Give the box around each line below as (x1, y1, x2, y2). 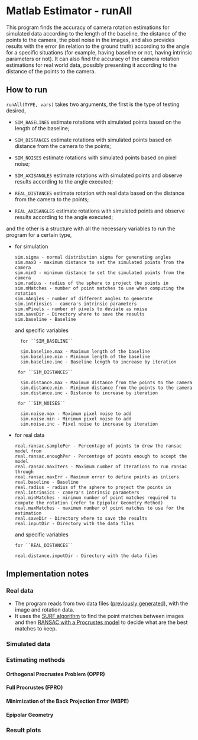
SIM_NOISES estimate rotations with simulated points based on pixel (14, 154, 177, 161)
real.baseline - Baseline (14, 479, 79, 485)
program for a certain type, (6, 231, 72, 238)
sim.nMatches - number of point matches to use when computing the (14, 285, 184, 291)
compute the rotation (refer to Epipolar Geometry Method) (14, 500, 164, 506)
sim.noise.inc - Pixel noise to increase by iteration (20, 421, 158, 427)
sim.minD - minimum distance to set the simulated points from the (14, 269, 184, 276)
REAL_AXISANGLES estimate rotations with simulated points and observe (14, 207, 185, 214)
